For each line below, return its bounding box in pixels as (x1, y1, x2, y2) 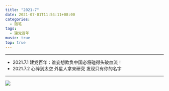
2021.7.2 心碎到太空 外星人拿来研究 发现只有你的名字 (12, 65, 122, 71)
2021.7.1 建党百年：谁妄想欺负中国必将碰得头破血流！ (12, 59, 122, 65)
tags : (5, 26, 17, 31)
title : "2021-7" (5, 7, 39, 13)
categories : (5, 17, 30, 22)
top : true (5, 40, 26, 45)
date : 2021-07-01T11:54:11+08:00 (5, 12, 75, 17)
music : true (5, 36, 30, 41)
